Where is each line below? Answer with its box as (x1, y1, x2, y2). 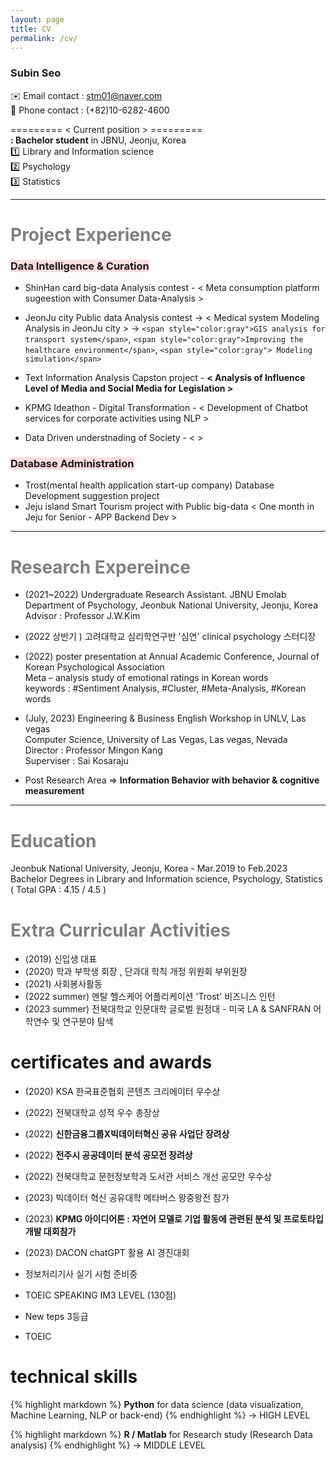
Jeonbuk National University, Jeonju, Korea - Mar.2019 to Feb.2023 (10, 862, 288, 875)
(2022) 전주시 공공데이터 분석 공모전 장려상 (24, 1149, 193, 1161)
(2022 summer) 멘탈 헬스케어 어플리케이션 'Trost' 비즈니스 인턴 (24, 991, 276, 1003)
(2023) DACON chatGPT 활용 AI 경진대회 (24, 1247, 190, 1259)
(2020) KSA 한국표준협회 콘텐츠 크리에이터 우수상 (24, 1086, 221, 1098)
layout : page (10, 14, 65, 25)
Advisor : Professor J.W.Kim (24, 610, 141, 622)
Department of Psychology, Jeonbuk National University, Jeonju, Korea (24, 599, 319, 611)
